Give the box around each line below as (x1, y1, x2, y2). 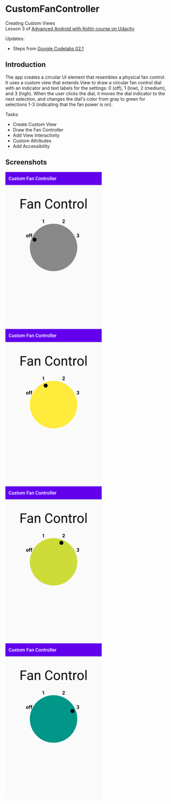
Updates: (5, 35, 25, 42)
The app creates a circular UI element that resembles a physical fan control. (5, 74, 166, 80)
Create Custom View (12, 121, 57, 127)
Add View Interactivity (12, 132, 60, 138)
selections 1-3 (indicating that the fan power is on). (5, 101, 113, 107)
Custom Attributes (12, 137, 51, 144)
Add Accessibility (12, 143, 50, 149)
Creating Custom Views (5, 20, 55, 26)
